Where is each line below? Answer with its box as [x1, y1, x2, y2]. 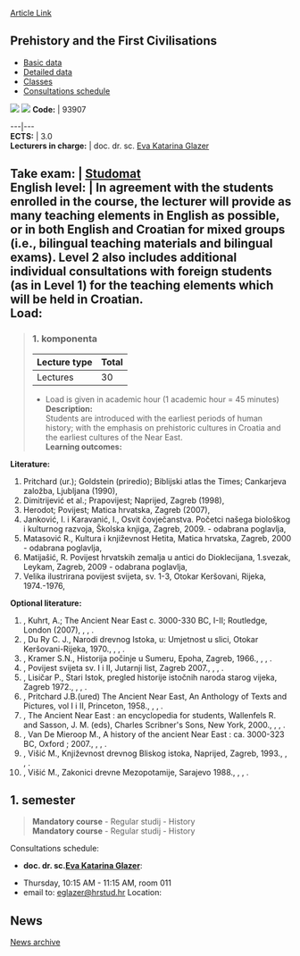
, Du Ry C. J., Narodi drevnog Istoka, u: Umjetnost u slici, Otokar [22, 633, 259, 644]
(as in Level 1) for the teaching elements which [10, 278, 274, 293]
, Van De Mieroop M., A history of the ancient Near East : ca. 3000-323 [22, 728, 285, 740]
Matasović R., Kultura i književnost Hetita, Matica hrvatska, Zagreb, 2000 [22, 533, 292, 543]
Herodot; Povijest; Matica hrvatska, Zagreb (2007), [22, 504, 211, 515]
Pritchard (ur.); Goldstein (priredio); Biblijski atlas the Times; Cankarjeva [22, 475, 287, 486]
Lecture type [36, 356, 93, 368]
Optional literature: [10, 598, 82, 608]
